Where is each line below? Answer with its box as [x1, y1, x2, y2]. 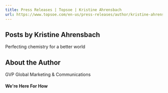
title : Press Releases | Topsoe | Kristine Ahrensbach [5, 7, 122, 12]
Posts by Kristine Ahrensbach [5, 30, 100, 39]
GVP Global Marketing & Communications [5, 71, 91, 77]
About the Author [5, 58, 61, 66]
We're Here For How [5, 83, 48, 89]
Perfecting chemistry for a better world [5, 43, 85, 50]
